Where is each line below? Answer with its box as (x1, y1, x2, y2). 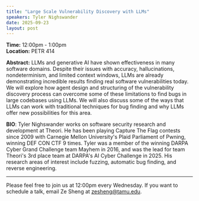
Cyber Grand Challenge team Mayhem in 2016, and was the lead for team (6, 146, 185, 153)
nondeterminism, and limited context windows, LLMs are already (6, 72, 164, 79)
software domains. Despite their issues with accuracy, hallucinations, (6, 66, 175, 73)
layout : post (6, 25, 38, 31)
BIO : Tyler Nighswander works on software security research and (6, 121, 166, 128)
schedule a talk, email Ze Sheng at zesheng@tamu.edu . (6, 188, 142, 195)
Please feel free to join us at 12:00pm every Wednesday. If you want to (6, 181, 178, 189)
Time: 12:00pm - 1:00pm (6, 41, 67, 48)
